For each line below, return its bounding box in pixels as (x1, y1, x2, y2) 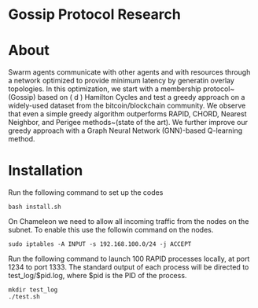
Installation (8, 162, 83, 180)
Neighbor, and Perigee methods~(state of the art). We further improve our (8, 118, 248, 127)
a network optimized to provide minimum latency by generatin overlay (8, 76, 234, 86)
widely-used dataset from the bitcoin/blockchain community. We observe (8, 101, 246, 111)
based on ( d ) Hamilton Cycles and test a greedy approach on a (37, 93, 245, 102)
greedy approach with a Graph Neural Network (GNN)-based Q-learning (8, 126, 243, 135)
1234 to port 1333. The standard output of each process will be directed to (8, 262, 249, 272)
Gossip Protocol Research (8, 5, 181, 24)
